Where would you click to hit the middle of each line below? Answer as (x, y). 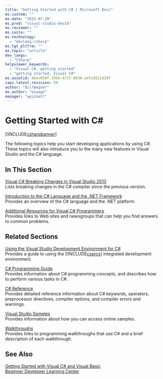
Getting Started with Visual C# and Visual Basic (53, 366)
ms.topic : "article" (26, 51)
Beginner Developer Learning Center (42, 371)
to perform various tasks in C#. (36, 279)
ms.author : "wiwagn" (26, 92)
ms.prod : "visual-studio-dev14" (38, 23)
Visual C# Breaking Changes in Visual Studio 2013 (56, 181)
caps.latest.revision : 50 (31, 82)
